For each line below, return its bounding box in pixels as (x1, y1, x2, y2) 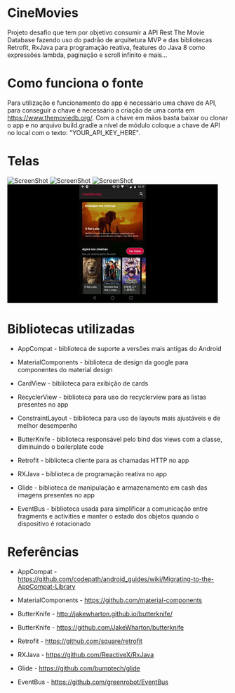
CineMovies (7, 5, 79, 21)
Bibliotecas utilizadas (7, 322, 135, 337)
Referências (7, 544, 79, 560)
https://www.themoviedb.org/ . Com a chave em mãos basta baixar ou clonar (7, 113, 228, 122)
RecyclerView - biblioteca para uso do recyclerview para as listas (17, 393, 207, 401)
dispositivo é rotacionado (17, 519, 91, 528)
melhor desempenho (17, 421, 78, 430)
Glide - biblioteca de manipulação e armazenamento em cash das (17, 483, 208, 492)
